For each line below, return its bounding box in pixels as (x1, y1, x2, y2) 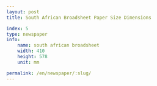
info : (6, 37, 20, 43)
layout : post (6, 8, 40, 15)
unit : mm (17, 59, 40, 65)
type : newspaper (6, 31, 48, 37)
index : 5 (6, 25, 29, 31)
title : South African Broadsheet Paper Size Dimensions (6, 15, 152, 21)
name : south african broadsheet (17, 42, 100, 48)
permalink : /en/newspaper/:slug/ (6, 70, 92, 76)
